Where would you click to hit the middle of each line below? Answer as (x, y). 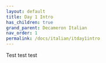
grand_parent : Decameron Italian (47, 28)
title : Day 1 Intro (30, 17)
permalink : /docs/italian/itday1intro (53, 38)
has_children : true (30, 22)
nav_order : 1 (22, 33)
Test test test (22, 55)
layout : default (26, 11)
